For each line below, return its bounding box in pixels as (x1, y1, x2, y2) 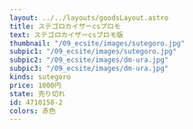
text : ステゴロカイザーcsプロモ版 (9, 30, 124, 39)
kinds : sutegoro (9, 73, 71, 82)
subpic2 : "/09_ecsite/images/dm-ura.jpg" (9, 55, 169, 64)
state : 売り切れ (9, 89, 66, 98)
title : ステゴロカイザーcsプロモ (9, 22, 121, 31)
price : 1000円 (9, 81, 62, 90)
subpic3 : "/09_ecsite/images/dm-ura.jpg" (9, 64, 169, 74)
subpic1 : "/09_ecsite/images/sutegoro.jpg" (9, 47, 178, 56)
